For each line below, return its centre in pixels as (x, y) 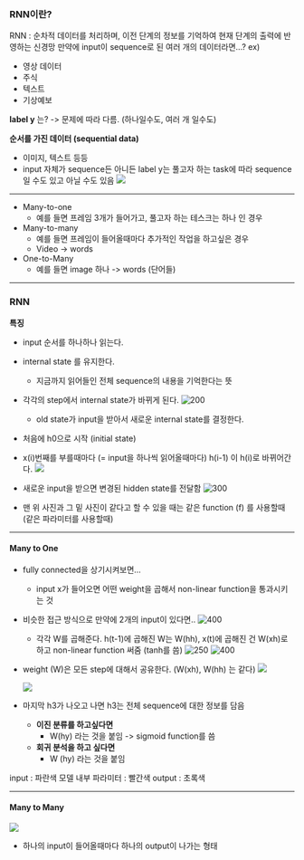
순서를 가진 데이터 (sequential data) (74, 139)
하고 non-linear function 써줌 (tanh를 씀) (109, 650)
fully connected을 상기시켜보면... (82, 569)
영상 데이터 (42, 66)
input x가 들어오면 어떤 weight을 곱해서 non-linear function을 (146, 588)
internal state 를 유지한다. (68, 361)
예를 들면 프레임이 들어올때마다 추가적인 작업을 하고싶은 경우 (142, 239)
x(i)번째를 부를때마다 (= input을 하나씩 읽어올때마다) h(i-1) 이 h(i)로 (141, 457)
